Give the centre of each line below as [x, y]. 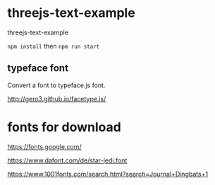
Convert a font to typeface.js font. [56, 85]
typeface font [38, 68]
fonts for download [64, 127]
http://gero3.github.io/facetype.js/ [57, 98]
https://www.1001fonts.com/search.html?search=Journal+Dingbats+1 [108, 174]
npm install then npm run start [54, 46]
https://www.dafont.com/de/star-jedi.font [67, 160]
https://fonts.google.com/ [45, 146]
